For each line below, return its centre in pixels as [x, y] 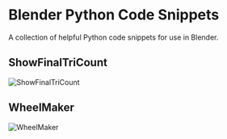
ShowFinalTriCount [58, 63]
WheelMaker [42, 108]
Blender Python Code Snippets [114, 15]
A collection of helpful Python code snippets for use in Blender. [113, 37]
